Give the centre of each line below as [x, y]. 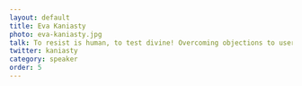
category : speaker [44, 59]
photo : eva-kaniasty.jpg [56, 34]
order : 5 [26, 68]
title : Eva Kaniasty [48, 26]
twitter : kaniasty [44, 51]
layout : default [40, 17]
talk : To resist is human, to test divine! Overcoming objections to [142, 43]
